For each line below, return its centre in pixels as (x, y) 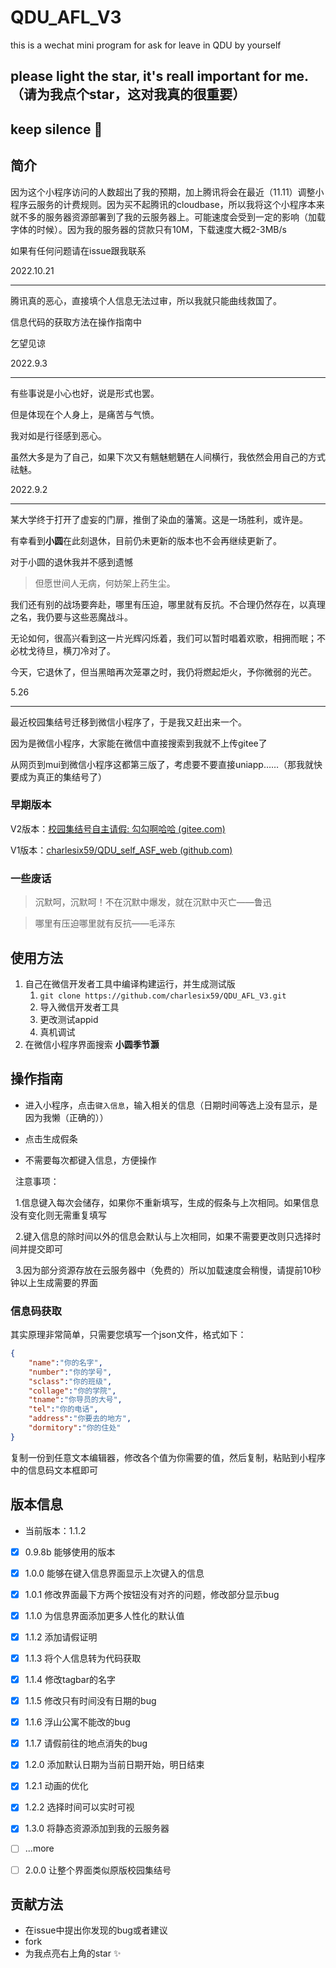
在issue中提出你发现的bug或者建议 (96, 1930)
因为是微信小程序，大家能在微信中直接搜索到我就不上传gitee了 (139, 743)
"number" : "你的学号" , (70, 1372)
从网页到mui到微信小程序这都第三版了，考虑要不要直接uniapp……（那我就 (162, 764)
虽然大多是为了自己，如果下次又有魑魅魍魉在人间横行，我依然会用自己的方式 (168, 457)
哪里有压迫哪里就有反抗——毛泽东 (105, 923)
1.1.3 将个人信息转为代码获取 (83, 1658)
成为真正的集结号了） (62, 777)
